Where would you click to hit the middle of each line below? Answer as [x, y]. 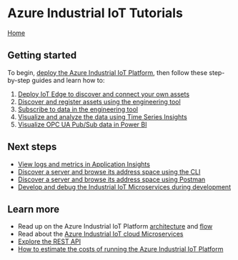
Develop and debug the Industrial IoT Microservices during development [124, 186]
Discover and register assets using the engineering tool [99, 101]
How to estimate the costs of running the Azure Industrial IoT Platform [120, 249]
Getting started [42, 55]
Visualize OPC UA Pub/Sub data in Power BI [82, 124]
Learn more [34, 209]
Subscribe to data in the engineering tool [78, 109]
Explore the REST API [49, 241]
